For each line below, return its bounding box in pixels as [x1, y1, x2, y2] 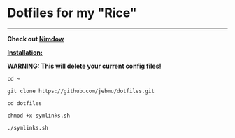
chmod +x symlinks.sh [7, 112, 71, 119]
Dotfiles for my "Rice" [7, 5, 138, 21]
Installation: [7, 48, 43, 57]
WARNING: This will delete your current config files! [7, 62, 162, 70]
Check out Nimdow [7, 34, 64, 43]
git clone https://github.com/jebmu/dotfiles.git [7, 88, 155, 95]
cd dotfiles [7, 99, 42, 106]
